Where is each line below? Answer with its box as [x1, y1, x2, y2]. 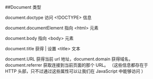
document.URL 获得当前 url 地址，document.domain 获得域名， [5, 56, 133, 62]
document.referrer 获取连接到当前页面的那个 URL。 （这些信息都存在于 [5, 62, 148, 68]
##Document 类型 [5, 4, 42, 10]
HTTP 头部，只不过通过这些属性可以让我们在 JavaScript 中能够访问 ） [5, 68, 146, 74]
